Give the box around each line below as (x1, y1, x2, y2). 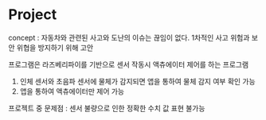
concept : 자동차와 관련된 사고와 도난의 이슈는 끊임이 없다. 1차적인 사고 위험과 (8, 33, 250, 42)
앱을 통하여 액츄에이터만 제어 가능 (19, 86, 125, 96)
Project (8, 6, 57, 24)
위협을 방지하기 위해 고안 (16, 42, 94, 52)
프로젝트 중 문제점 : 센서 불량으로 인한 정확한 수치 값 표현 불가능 (8, 103, 205, 113)
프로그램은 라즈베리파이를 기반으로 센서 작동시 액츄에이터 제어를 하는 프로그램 (8, 60, 249, 69)
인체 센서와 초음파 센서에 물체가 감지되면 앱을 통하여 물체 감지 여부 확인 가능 (19, 76, 256, 86)
